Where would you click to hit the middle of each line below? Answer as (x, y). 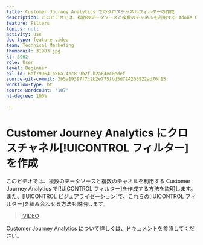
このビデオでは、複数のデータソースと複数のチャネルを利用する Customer (98, 181)
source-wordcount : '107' (37, 91)
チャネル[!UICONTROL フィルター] (103, 148)
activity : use (24, 34)
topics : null (23, 29)
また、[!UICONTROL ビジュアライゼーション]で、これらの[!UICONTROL (95, 196)
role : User (20, 62)
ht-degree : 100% (27, 96)
